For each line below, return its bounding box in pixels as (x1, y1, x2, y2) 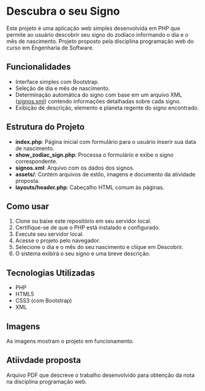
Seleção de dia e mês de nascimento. (15, 84, 110, 92)
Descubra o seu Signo (6, 4, 121, 18)
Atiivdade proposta (6, 355, 81, 365)
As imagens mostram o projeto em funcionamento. (6, 338, 135, 344)
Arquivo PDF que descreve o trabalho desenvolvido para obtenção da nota (6, 371, 195, 379)
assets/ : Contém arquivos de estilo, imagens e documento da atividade (15, 170, 196, 178)
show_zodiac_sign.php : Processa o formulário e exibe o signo (15, 151, 174, 158)
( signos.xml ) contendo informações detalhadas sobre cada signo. (15, 97, 181, 105)
